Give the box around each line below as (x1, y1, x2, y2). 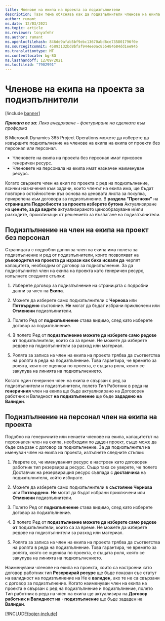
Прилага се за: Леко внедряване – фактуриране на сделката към (5, 120, 146, 126)
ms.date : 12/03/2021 (5, 21, 48, 26)
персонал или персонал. (5, 145, 57, 151)
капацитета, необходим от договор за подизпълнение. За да (5, 262, 133, 268)
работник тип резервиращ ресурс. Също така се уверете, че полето (12, 464, 158, 470)
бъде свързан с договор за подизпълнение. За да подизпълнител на (5, 444, 151, 450)
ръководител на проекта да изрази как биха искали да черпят (5, 257, 141, 263)
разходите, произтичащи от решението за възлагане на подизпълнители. (5, 212, 161, 218)
